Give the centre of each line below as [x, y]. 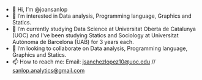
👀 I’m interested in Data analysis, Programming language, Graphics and [102, 16]
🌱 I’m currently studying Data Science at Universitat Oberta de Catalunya [104, 29]
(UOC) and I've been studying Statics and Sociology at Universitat [95, 35]
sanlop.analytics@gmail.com [48, 71]
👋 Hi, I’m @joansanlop [40, 9]
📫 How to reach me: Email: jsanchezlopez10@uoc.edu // [84, 62]
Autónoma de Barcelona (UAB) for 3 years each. [73, 42]
